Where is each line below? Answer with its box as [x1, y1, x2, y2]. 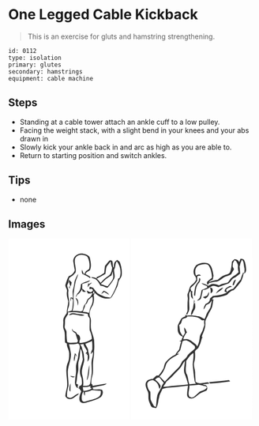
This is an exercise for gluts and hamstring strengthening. [27, 32, 216, 41]
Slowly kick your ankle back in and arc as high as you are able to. [19, 142, 232, 152]
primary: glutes [8, 61, 62, 69]
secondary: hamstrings [8, 67, 83, 76]
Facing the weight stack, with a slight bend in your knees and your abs [19, 125, 250, 135]
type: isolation [8, 54, 62, 62]
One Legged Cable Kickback [8, 6, 199, 24]
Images [8, 217, 46, 231]
